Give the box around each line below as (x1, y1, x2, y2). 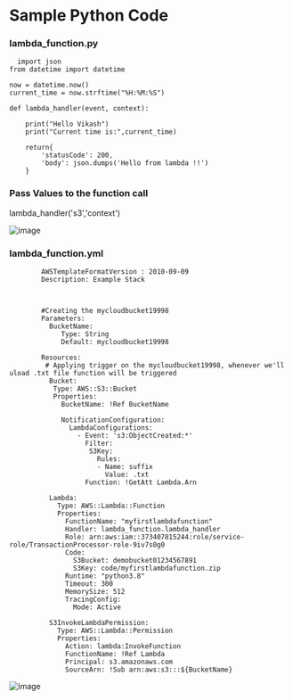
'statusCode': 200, (41, 151, 114, 161)
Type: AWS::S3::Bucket (53, 384, 138, 393)
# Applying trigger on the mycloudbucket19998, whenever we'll (45, 361, 285, 370)
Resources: (41, 353, 82, 362)
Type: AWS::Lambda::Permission (56, 626, 174, 636)
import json (17, 57, 62, 67)
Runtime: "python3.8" (65, 572, 145, 581)
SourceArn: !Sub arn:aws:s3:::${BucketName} (65, 665, 233, 674)
